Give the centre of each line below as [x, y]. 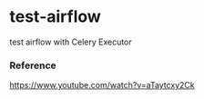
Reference [33, 65]
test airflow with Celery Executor [71, 42]
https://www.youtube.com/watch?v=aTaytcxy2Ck [102, 85]
